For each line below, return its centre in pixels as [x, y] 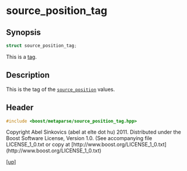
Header [20, 108]
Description [28, 75]
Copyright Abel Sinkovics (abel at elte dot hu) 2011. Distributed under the [93, 132]
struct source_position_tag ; [41, 46]
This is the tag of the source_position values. [60, 89]
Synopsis [23, 32]
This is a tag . [21, 57]
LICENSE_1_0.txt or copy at [38, 145]
